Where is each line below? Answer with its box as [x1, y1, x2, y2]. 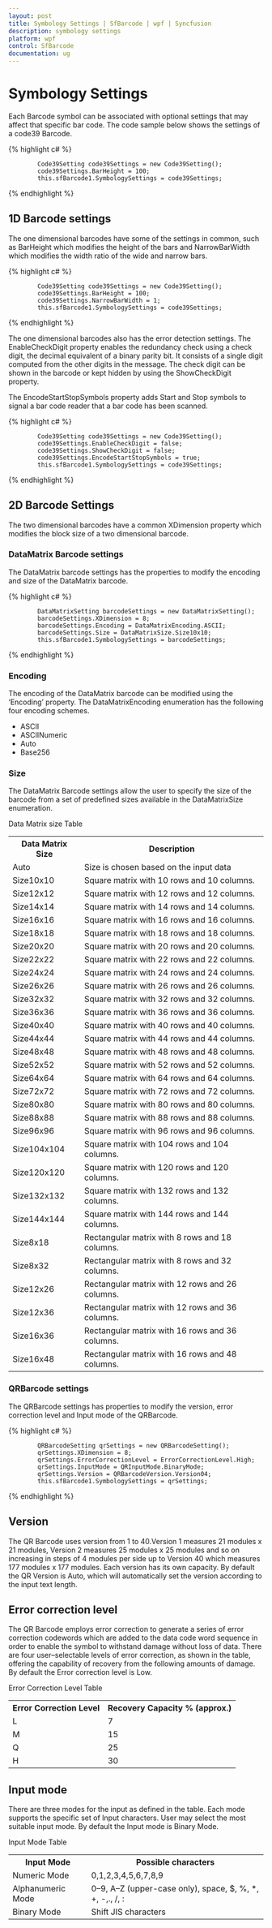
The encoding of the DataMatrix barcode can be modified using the [8, 689, 233, 699]
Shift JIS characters [91, 1906, 166, 1917]
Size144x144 [12, 1214, 66, 1225]
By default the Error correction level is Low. [8, 1668, 152, 1677]
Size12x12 [12, 888, 55, 899]
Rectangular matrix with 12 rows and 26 [83, 1279, 237, 1290]
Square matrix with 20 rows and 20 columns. [83, 940, 255, 952]
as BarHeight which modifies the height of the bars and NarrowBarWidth [8, 242, 251, 252]
